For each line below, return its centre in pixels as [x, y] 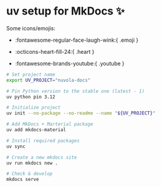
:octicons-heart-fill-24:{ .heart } [55, 51]
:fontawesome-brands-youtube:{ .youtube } [70, 63]
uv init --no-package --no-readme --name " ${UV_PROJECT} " [81, 113]
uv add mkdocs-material [36, 130]
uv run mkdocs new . [32, 163]
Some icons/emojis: [31, 28]
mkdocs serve [23, 180]
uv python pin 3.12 [31, 97]
